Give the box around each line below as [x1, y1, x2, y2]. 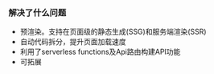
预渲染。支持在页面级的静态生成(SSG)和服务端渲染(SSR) [19, 27, 207, 37]
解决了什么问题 [8, 6, 67, 18]
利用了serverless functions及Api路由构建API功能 [19, 47, 181, 57]
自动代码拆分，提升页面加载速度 [19, 37, 126, 47]
